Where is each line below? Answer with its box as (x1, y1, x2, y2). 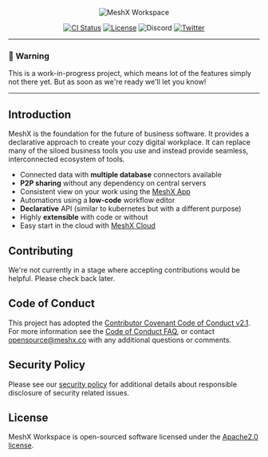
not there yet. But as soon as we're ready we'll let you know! (8, 77, 207, 87)
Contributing (8, 244, 73, 257)
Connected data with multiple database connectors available (19, 170, 222, 180)
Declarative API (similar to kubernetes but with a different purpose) (19, 204, 242, 213)
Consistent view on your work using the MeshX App (19, 187, 191, 197)
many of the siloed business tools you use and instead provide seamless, (8, 146, 249, 156)
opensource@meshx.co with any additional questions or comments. (8, 335, 232, 344)
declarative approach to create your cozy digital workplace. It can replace (8, 137, 251, 147)
